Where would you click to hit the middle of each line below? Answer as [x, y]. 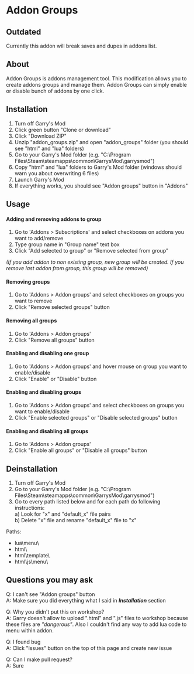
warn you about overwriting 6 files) [57, 173]
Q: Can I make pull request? [39, 659]
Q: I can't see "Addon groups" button [51, 594]
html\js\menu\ [31, 562]
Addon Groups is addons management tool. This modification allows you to [96, 78]
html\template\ [32, 556]
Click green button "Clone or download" [63, 130]
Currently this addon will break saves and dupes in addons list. [82, 46]
